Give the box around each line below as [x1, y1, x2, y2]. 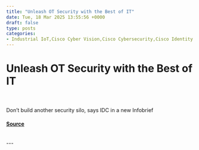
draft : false [6, 20, 39, 25]
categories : [6, 31, 36, 37]
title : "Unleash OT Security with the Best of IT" [6, 8, 135, 15]
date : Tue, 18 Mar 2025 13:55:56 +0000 [6, 14, 105, 20]
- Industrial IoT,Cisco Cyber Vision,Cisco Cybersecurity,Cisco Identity [6, 36, 194, 42]
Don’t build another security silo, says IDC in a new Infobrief [6, 106, 154, 113]
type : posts [6, 25, 36, 31]
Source [6, 120, 25, 127]
